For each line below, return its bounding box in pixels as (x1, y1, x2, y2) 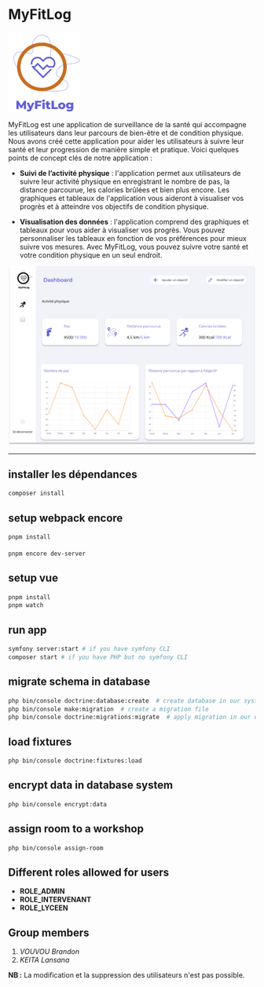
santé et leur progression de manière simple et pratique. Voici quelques (8, 144, 240, 154)
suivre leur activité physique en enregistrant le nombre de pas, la (19, 177, 230, 186)
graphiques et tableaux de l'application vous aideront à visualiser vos (19, 193, 244, 203)
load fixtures (8, 735, 72, 748)
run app (8, 623, 47, 637)
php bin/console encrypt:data (8, 800, 108, 808)
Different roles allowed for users (8, 865, 170, 879)
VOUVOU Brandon (19, 947, 80, 956)
